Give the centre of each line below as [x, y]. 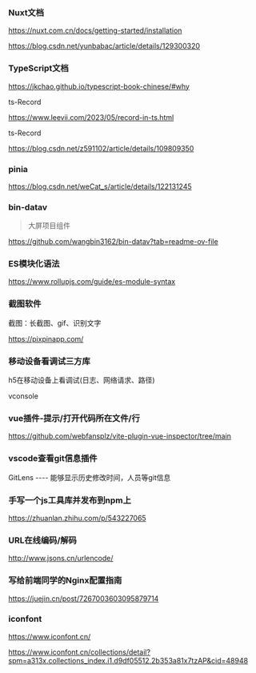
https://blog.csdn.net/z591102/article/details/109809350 [101, 148]
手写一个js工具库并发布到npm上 [70, 500]
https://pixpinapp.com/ [46, 339]
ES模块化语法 [34, 264]
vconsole [23, 396]
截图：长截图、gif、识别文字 [55, 322]
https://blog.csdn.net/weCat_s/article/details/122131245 [100, 186]
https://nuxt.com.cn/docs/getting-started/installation [95, 30]
